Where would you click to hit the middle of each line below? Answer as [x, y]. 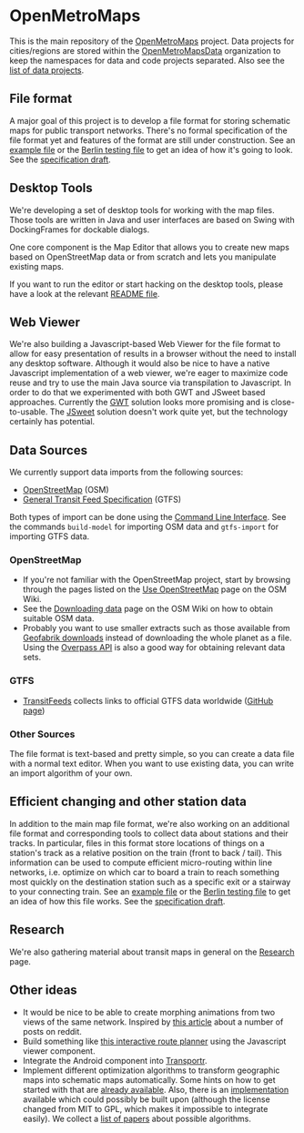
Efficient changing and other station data [128, 802]
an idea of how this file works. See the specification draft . [117, 901]
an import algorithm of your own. [71, 773]
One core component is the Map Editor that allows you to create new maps [149, 247]
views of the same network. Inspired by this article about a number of [153, 1022]
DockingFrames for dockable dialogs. [80, 230]
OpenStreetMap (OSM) [66, 490]
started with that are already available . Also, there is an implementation [156, 1089]
